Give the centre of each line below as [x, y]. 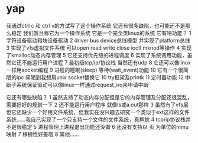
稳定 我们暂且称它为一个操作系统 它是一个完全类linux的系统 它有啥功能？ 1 [101, 33]
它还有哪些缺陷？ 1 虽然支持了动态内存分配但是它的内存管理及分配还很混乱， [99, 97]
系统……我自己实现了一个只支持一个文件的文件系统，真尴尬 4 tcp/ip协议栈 [96, 119]
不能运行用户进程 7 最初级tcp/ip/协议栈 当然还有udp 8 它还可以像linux [106, 62]
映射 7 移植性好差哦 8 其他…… [43, 134]
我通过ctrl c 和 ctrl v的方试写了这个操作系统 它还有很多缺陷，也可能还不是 [96, 25]
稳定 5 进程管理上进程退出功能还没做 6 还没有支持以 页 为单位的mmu [105, 126]
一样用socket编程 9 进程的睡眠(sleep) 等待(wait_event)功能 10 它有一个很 [95, 70]
